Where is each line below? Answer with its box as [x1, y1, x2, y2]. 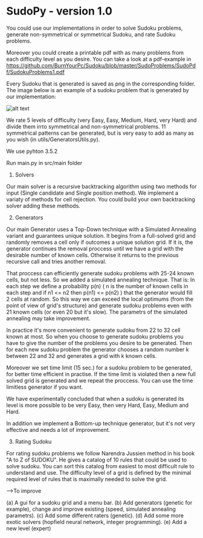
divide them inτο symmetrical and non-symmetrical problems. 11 [6, 123, 166, 130]
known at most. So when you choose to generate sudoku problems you [6, 332, 184, 340]
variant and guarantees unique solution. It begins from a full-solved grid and [6, 232, 196, 239]
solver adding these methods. [6, 202, 80, 209]
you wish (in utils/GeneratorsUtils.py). [6, 135, 100, 143]
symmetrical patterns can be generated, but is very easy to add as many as [6, 129, 195, 136]
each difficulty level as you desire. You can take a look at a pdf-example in [6, 55, 192, 62]
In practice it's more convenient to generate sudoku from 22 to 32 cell [6, 326, 181, 334]
